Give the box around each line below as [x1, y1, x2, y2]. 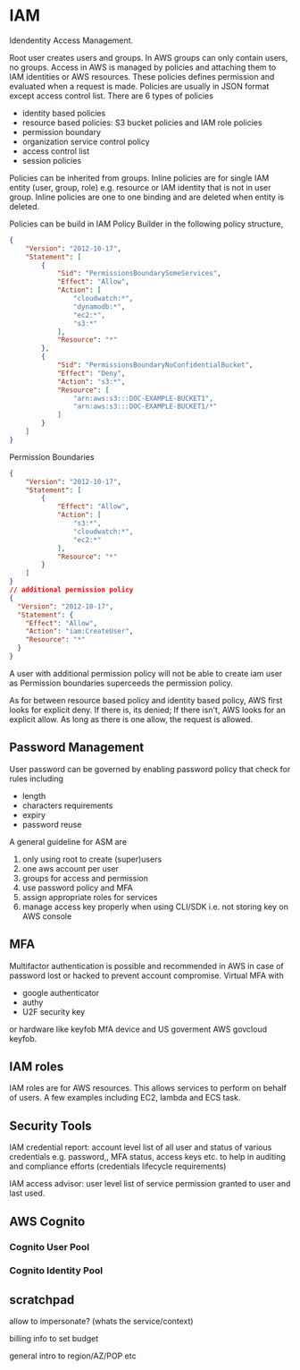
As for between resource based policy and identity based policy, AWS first [9, 694, 283, 705]
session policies [21, 155, 82, 166]
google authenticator [21, 987, 100, 998]
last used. [9, 1187, 46, 1199]
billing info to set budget [9, 1333, 99, 1344]
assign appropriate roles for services [21, 891, 158, 902]
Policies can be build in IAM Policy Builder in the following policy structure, [9, 218, 284, 229]
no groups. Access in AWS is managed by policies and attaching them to [9, 62, 277, 72]
